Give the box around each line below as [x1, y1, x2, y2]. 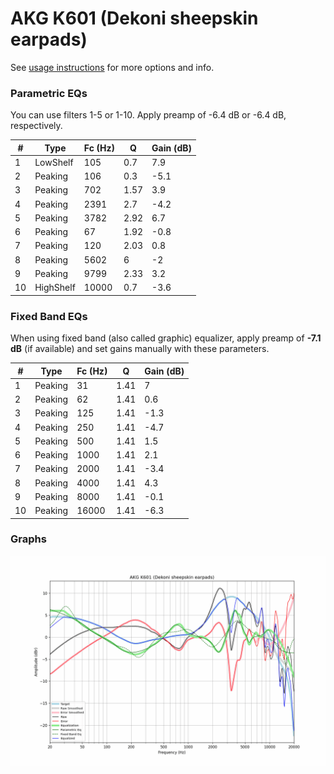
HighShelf [34, 282, 76, 294]
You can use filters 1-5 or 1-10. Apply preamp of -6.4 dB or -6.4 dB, [10, 109, 287, 121]
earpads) [10, 28, 88, 51]
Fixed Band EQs [10, 309, 88, 323]
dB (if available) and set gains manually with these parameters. [10, 343, 270, 355]
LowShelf [34, 156, 74, 168]
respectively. [10, 120, 63, 132]
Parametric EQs [10, 86, 88, 100]
